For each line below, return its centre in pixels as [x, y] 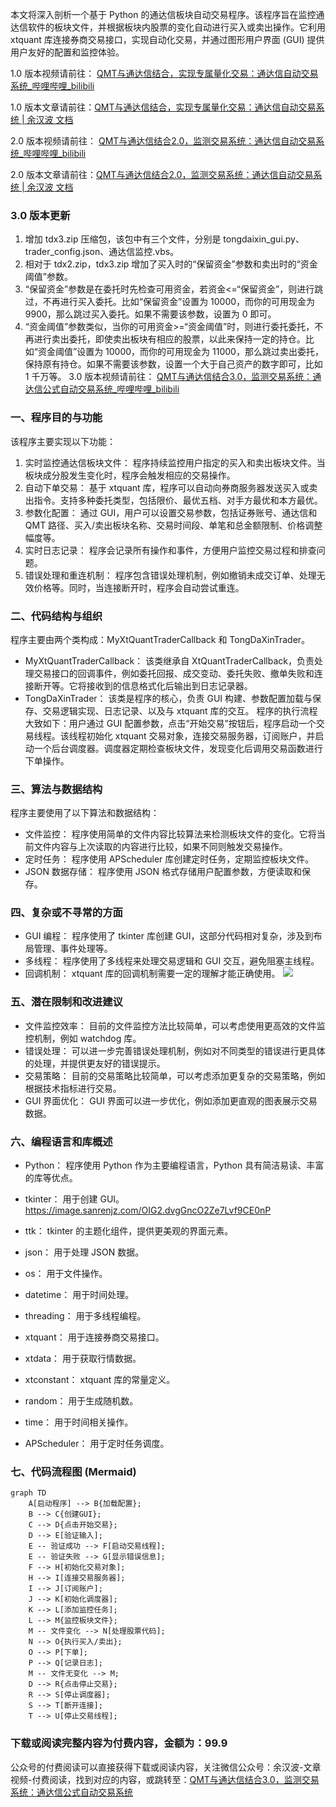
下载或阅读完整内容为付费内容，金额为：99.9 [119, 1743]
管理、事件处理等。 [73, 949]
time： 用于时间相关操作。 [79, 1422]
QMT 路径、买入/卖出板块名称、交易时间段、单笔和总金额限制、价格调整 [173, 525]
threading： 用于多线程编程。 [85, 1316]
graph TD [28, 1493]
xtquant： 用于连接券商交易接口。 [94, 1337]
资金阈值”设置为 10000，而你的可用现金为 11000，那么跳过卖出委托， [180, 352]
